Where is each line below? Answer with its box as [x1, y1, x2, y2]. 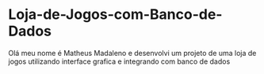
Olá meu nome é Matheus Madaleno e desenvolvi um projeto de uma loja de [8, 48, 257, 57]
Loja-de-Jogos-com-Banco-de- [8, 6, 223, 24]
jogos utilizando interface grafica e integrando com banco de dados [8, 57, 231, 66]
